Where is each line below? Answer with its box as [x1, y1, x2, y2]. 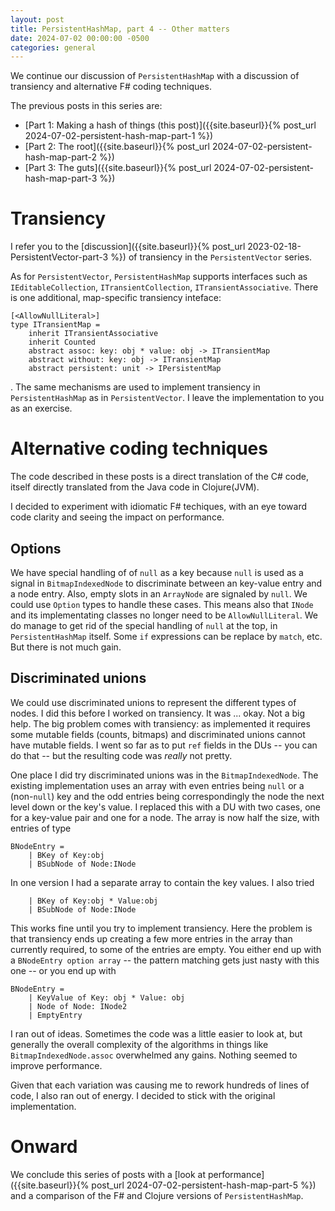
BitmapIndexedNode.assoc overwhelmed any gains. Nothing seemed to [10, 1049, 298, 1061]
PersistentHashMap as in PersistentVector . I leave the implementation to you [10, 392, 325, 404]
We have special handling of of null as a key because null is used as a [10, 566, 304, 578]
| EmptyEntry [28, 1010, 83, 1020]
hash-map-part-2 [24, 151, 98, 163]
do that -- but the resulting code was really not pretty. [10, 749, 233, 761]
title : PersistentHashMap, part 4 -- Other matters [10, 24, 230, 34]
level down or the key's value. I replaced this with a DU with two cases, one [10, 801, 321, 813]
